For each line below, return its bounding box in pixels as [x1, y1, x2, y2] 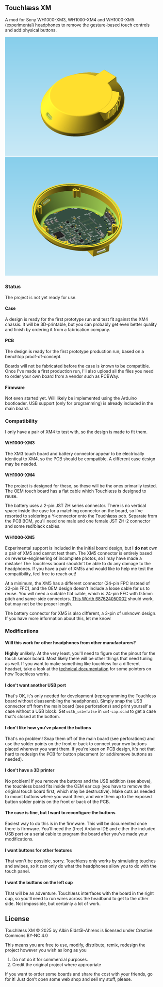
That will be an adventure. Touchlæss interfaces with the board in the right [5, 890, 154, 896]
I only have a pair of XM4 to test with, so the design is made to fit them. [5, 429, 148, 435]
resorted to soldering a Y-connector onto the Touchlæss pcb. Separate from [5, 513, 158, 519]
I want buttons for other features [5, 847, 72, 853]
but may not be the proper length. [5, 601, 73, 607]
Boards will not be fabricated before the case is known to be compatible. [5, 363, 150, 369]
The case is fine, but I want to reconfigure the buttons [5, 810, 115, 816]
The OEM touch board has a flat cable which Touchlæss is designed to [5, 488, 147, 494]
